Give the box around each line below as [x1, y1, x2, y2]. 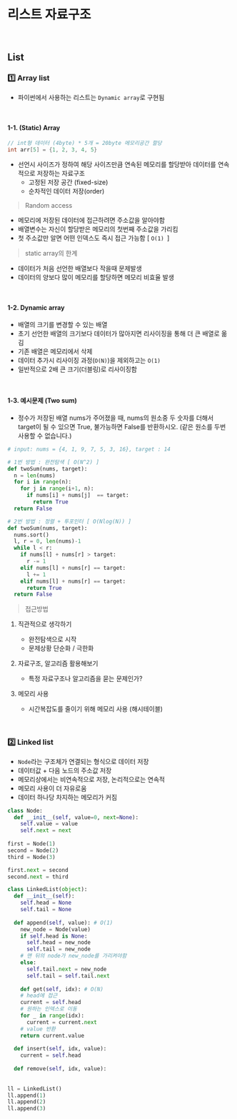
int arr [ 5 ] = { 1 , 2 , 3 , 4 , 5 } [7, 146, 98, 154]
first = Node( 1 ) [7, 840, 56, 848]
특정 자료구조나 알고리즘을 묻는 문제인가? [28, 674, 143, 683]
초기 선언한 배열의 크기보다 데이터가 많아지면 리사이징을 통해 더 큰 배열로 [17, 329, 220, 338]
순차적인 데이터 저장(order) [28, 186, 105, 195]
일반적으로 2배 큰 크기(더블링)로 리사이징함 [17, 365, 138, 373]
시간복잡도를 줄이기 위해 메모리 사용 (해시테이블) [28, 705, 163, 713]
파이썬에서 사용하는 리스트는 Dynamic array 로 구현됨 [17, 93, 165, 101]
